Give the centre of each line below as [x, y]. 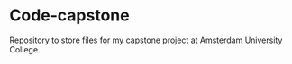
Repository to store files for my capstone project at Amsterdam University [146, 40]
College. [25, 49]
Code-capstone [69, 16]
